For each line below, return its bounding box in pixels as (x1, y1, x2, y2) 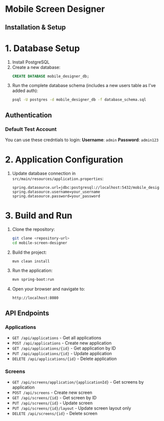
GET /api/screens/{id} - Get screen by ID (12, 395, 97, 401)
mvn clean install (12, 259, 50, 264)
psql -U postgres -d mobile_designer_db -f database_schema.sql (12, 97, 146, 102)
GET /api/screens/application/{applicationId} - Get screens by (12, 379, 144, 385)
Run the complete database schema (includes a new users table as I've (12, 83, 156, 89)
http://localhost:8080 (12, 296, 59, 301)
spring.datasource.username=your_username (12, 189, 100, 194)
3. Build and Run (5, 210, 72, 221)
